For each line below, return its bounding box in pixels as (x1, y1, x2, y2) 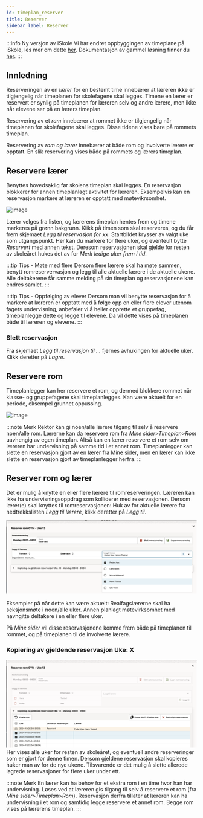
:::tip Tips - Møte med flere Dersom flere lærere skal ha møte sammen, (6, 262, 182, 269)
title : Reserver (6, 16, 47, 22)
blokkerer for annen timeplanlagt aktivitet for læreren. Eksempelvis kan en (6, 188, 190, 195)
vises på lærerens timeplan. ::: (6, 805, 82, 812)
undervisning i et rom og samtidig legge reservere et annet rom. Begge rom (6, 798, 195, 806)
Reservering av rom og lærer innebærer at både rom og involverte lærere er (6, 142, 195, 149)
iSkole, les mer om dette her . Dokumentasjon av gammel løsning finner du (6, 46, 190, 54)
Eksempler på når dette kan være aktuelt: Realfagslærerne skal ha (6, 600, 171, 607)
